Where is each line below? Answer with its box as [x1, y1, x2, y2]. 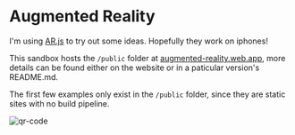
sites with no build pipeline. [9, 98, 110, 108]
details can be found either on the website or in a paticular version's [9, 62, 260, 73]
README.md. [9, 71, 59, 82]
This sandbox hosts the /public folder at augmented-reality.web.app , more [9, 52, 286, 63]
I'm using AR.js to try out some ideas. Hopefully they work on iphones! [9, 36, 268, 46]
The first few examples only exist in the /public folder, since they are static [9, 89, 286, 99]
